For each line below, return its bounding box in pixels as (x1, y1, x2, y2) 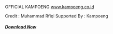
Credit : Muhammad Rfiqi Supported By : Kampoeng (5, 13, 109, 18)
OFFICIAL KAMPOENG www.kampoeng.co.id (5, 4, 94, 9)
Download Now (5, 24, 37, 30)
